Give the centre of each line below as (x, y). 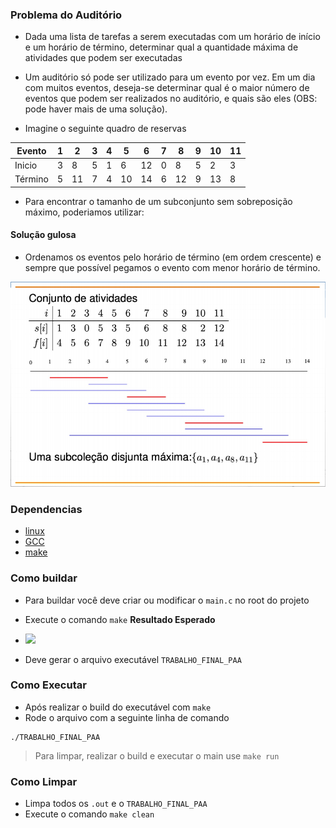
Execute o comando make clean (89, 814)
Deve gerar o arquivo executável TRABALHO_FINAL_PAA (133, 659)
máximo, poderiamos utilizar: (84, 212)
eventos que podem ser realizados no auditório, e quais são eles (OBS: (171, 99)
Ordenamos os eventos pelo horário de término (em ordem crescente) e (173, 257)
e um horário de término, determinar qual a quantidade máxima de (161, 47)
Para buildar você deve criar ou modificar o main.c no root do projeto (167, 600)
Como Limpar (44, 781)
